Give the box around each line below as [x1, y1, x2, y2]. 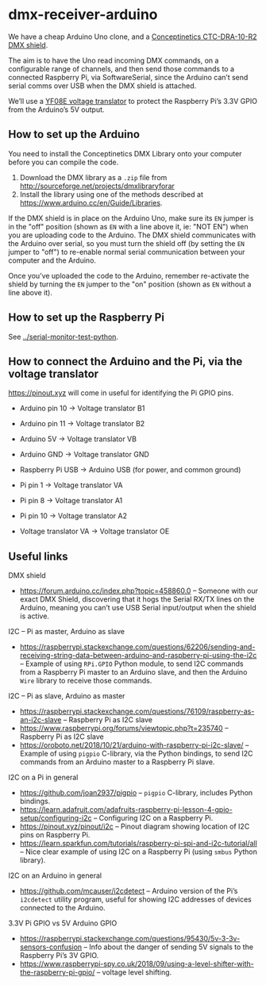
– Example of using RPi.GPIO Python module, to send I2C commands [19, 659, 244, 668]
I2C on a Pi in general [8, 772, 79, 783]
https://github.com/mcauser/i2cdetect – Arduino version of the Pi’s [19, 887, 238, 896]
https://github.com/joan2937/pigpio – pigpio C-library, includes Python [19, 788, 253, 798]
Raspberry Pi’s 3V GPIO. [19, 951, 99, 960]
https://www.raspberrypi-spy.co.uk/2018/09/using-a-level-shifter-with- [19, 959, 254, 969]
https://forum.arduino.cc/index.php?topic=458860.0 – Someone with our [19, 586, 258, 596]
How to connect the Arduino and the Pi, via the [8, 355, 243, 368]
